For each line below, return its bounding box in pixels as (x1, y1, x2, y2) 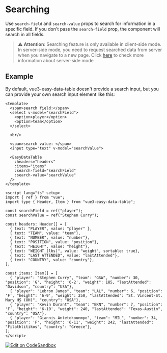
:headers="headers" (14, 159, 56, 164)
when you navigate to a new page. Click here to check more (17, 52, 144, 58)
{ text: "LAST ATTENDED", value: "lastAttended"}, (10, 253, 120, 258)
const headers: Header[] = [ (5, 221, 67, 226)
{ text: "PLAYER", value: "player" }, (10, 226, 93, 231)
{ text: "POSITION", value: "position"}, (10, 239, 99, 244)
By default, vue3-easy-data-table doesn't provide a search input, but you (5, 86, 159, 92)
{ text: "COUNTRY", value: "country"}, (10, 257, 95, 262)
